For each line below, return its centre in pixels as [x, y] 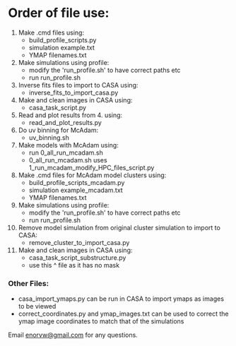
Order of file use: [59, 13]
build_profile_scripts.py [63, 40]
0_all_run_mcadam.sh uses [68, 160]
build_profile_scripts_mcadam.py [77, 182]
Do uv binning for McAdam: [58, 130]
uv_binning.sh [49, 137]
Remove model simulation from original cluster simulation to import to [119, 227]
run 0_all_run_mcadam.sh [66, 153]
